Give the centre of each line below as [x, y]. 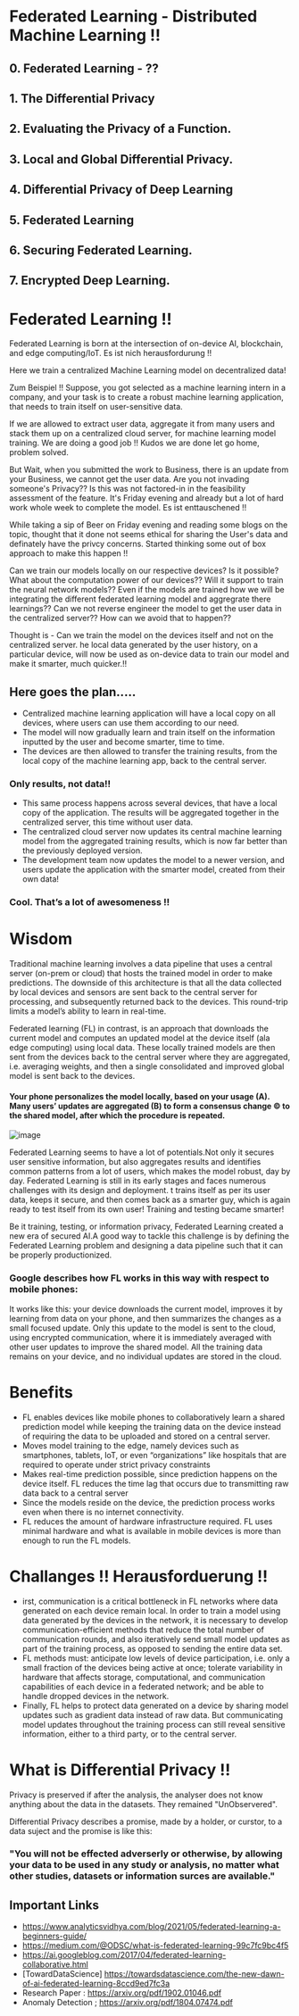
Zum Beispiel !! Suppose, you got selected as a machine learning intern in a [148, 388]
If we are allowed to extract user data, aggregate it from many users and [142, 424]
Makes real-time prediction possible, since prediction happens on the [150, 1473]
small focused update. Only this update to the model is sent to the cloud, [143, 1328]
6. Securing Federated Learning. [101, 250]
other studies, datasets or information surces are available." [142, 1876]
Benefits [42, 1392]
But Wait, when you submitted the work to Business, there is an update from [149, 469]
